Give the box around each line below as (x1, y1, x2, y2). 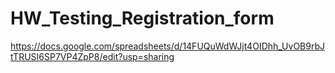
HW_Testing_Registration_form (10, 7, 275, 30)
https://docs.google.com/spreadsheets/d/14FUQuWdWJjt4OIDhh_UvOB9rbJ (10, 40, 326, 52)
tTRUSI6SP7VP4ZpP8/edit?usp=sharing (10, 50, 175, 62)
